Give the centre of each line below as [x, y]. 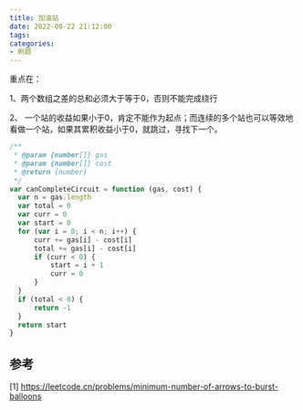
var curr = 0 [42, 215]
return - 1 [52, 308]
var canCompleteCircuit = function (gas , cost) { [106, 189]
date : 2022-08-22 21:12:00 [61, 26]
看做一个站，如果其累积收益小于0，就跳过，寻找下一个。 [116, 130]
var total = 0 [44, 206]
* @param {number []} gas [60, 155]
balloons [26, 396]
